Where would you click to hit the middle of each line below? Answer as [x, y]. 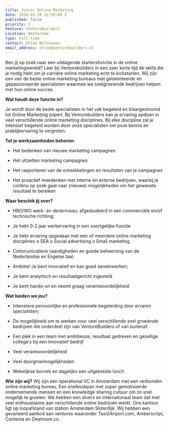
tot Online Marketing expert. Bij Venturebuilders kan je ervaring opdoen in [82, 115]
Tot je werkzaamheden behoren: [40, 140]
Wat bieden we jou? [26, 296]
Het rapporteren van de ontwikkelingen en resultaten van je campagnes [88, 170]
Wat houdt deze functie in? [34, 99]
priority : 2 [18, 24]
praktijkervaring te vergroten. [36, 131]
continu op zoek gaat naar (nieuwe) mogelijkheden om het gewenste [84, 185]
